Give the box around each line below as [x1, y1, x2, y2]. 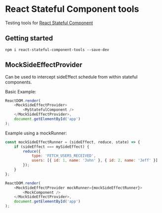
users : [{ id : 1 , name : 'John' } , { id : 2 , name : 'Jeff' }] [31, 158, 158, 163]
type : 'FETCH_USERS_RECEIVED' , [31, 153, 96, 159]
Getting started [5, 34, 53, 43]
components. [5, 79, 32, 85]
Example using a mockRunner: [5, 130, 67, 136]
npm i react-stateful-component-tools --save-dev [5, 47, 110, 52]
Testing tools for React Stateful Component [5, 20, 93, 26]
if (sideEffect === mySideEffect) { [14, 144, 90, 149]
